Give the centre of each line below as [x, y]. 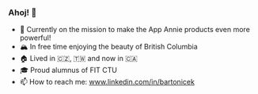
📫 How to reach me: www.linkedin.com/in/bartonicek [107, 82]
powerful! [35, 38]
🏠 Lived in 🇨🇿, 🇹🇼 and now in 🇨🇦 [79, 59]
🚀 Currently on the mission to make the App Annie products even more [135, 30]
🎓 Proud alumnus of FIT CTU [68, 70]
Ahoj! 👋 [23, 13]
